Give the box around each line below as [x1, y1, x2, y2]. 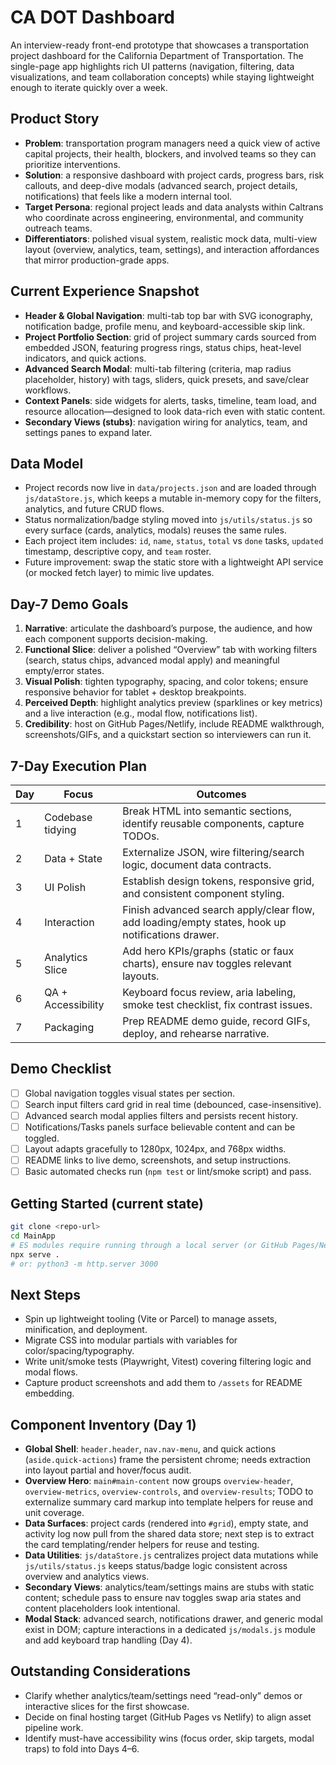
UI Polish [44, 881, 87, 894]
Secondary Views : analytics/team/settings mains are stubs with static [24, 1581, 315, 1593]
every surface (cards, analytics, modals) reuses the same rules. [24, 524, 287, 536]
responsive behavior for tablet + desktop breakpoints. [24, 686, 247, 698]
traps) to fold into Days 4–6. [24, 1742, 140, 1755]
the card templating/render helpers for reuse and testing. [24, 1539, 260, 1551]
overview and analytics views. [24, 1571, 150, 1583]
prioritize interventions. [24, 158, 121, 170]
